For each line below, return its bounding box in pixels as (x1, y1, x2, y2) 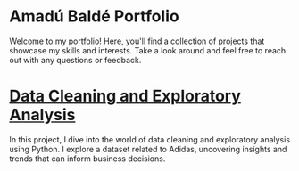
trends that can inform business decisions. (9, 153, 166, 164)
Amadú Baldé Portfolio (9, 6, 180, 27)
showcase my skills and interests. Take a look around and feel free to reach (9, 45, 287, 55)
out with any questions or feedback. (9, 54, 142, 65)
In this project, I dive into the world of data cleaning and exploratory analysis (9, 134, 291, 144)
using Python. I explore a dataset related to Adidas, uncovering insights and (9, 143, 287, 154)
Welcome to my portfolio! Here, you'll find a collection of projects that (9, 36, 265, 46)
